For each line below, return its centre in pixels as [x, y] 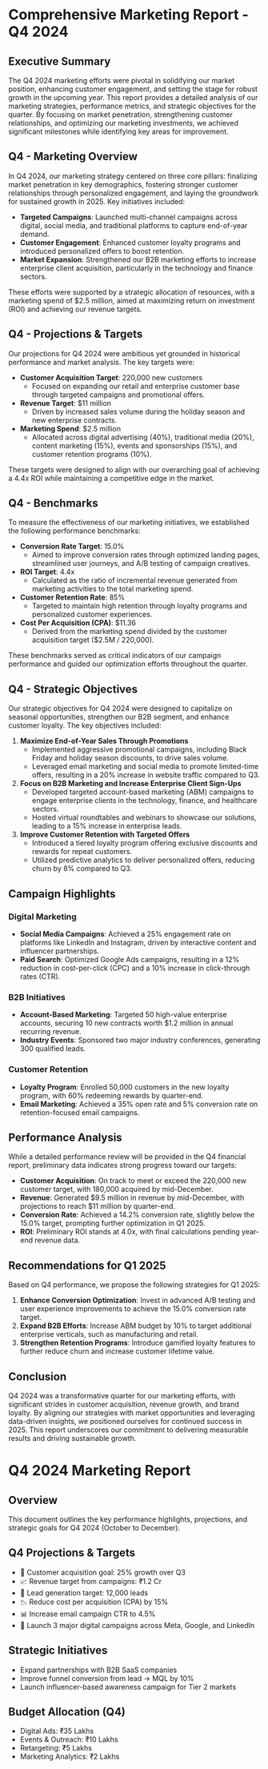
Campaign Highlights [62, 894]
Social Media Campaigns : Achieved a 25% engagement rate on [125, 933]
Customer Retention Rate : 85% [72, 597]
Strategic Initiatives [58, 1651]
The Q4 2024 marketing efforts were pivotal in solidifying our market [122, 80]
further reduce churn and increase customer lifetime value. [117, 1351]
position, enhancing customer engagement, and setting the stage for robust [133, 89]
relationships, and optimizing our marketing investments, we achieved [123, 123]
